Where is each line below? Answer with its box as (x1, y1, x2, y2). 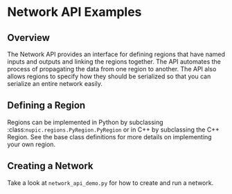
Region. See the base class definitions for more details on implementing (7, 132, 213, 141)
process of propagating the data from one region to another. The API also (7, 65, 217, 73)
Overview (7, 32, 51, 44)
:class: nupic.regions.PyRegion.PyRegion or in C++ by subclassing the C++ (7, 125, 220, 134)
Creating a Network (7, 160, 93, 172)
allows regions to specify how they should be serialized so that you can (7, 72, 211, 80)
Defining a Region (7, 100, 86, 112)
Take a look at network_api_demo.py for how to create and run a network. (7, 178, 214, 187)
